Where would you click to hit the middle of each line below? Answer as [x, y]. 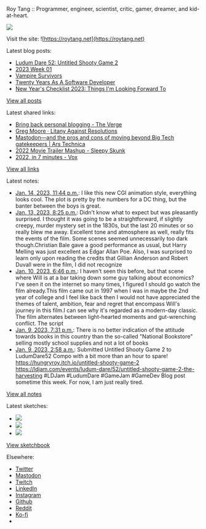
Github [24, 501]
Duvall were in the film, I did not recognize [69, 264]
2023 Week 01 [34, 69]
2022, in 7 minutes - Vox [46, 157]
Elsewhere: [21, 457]
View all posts [24, 100]
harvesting [29, 375]
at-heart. [18, 15]
